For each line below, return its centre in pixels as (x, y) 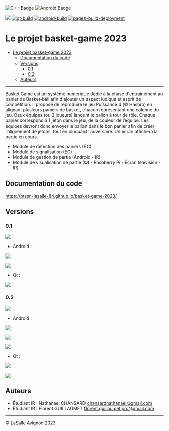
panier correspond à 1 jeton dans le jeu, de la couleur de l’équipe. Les (77, 120)
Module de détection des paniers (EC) (52, 146)
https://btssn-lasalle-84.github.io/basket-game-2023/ (61, 196)
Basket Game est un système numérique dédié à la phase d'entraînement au (84, 94)
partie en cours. (22, 137)
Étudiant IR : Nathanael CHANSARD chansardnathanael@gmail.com (82, 403)
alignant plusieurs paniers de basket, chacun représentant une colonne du (82, 110)
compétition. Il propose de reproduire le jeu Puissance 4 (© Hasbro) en (79, 104)
